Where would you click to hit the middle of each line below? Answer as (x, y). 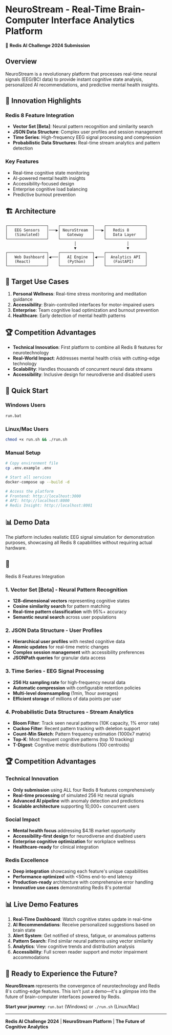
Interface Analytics (93, 20)
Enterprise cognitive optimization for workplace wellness (74, 841)
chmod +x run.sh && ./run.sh (36, 440)
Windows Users (26, 405)
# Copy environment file (32, 463)
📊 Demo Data (28, 522)
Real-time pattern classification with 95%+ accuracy (70, 612)
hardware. (16, 548)
